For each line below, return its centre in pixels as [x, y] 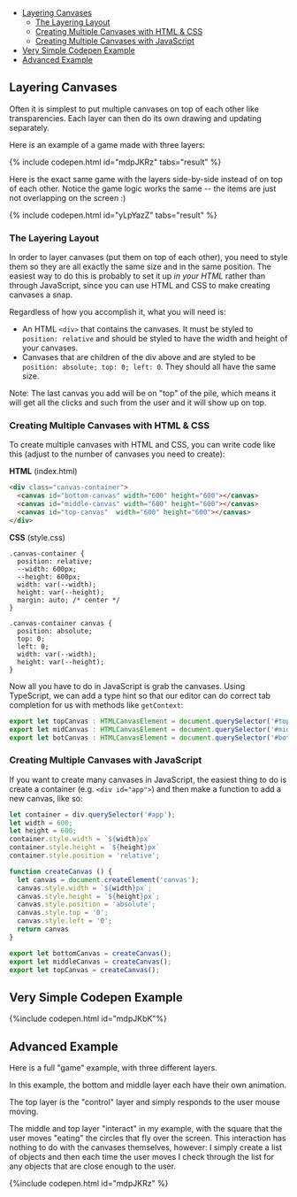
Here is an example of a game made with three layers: [107, 144]
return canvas [43, 929]
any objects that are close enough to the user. [93, 1166]
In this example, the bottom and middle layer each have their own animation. [148, 1085]
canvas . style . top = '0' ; [63, 913]
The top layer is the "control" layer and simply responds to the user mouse [145, 1102]
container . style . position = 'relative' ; [85, 856]
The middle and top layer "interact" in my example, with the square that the [146, 1129]
